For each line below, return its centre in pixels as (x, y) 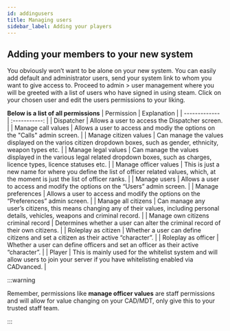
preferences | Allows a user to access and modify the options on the (104, 194)
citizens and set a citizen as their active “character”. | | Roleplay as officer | (113, 237)
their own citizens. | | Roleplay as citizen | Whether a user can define (104, 231)
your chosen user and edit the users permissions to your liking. (96, 100)
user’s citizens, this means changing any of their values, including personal (113, 209)
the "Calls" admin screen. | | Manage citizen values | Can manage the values (115, 136)
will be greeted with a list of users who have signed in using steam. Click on (114, 93)
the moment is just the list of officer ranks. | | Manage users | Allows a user (113, 179)
